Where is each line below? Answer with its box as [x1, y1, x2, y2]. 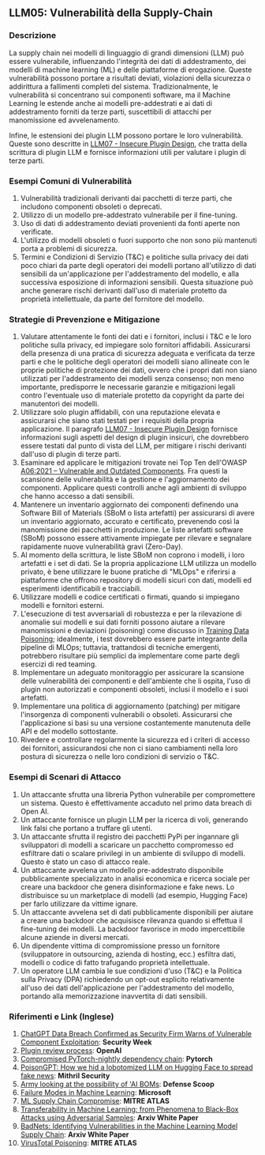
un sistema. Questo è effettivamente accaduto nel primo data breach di [20, 798, 252, 807]
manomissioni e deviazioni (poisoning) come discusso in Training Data [20, 626, 249, 636]
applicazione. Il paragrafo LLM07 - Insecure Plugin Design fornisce [20, 425, 238, 434]
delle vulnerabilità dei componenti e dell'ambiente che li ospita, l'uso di [20, 676, 251, 686]
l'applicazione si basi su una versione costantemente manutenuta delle [20, 719, 251, 728]
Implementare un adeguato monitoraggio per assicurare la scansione [20, 668, 245, 678]
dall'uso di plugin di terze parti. [20, 450, 121, 459]
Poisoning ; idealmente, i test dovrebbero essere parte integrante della [20, 634, 248, 644]
